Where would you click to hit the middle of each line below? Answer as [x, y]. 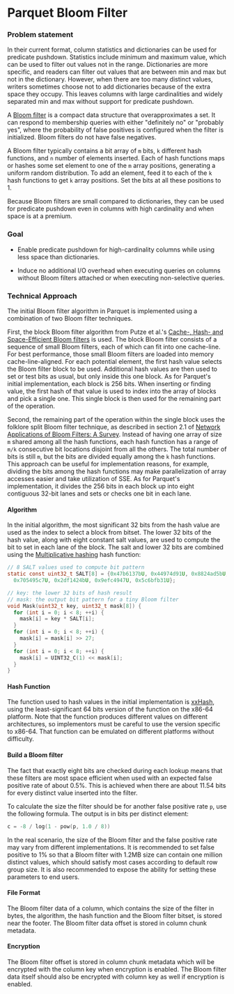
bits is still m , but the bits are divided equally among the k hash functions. [111, 457]
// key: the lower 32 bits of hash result [70, 593]
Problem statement [40, 35]
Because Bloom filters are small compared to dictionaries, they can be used [116, 201]
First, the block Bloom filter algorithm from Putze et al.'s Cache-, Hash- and [115, 332]
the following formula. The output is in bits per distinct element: [98, 813]
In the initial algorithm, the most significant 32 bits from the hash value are [114, 525]
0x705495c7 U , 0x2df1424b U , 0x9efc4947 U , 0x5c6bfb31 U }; [95, 581]
